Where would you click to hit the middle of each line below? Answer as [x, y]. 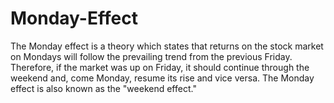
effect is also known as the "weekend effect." [103, 88]
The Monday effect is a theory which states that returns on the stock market [167, 46]
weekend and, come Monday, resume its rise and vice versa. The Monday [162, 78]
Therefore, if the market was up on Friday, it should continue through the [160, 67]
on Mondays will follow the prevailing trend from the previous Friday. [151, 56]
